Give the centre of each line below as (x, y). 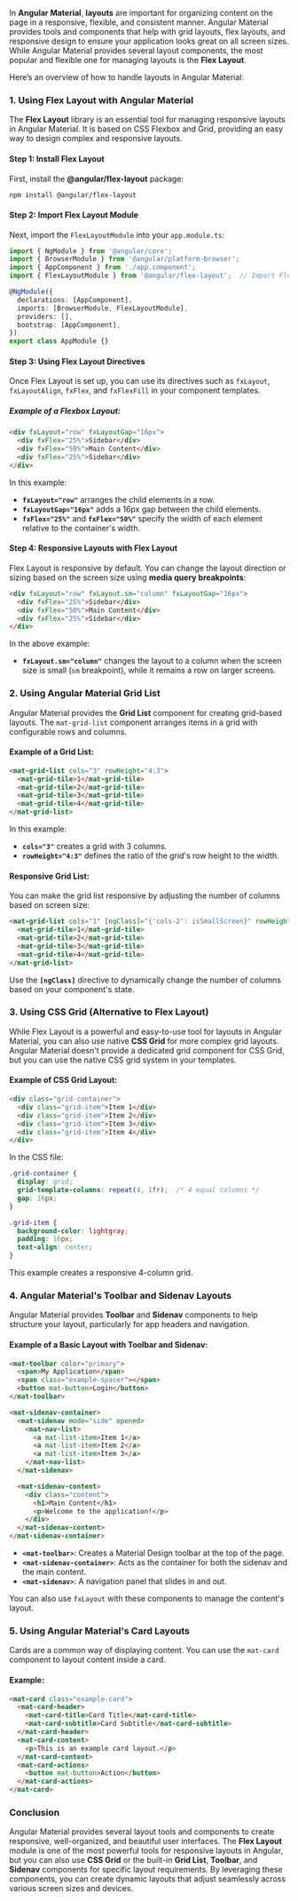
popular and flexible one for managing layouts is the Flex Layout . (128, 60)
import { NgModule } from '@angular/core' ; (91, 251)
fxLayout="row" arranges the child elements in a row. (118, 499)
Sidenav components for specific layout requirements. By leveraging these (146, 1870)
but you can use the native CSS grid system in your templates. (123, 1060)
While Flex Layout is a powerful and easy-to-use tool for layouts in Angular (145, 1031)
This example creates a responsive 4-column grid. (101, 1273)
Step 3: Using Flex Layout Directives (77, 361)
